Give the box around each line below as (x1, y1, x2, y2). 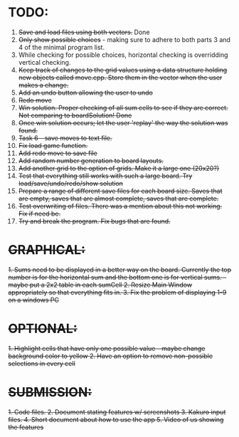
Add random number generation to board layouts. (18, 156, 164, 164)
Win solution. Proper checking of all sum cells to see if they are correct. (18, 103, 228, 112)
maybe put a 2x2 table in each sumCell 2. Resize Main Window (8, 280, 193, 289)
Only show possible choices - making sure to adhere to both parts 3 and (18, 35, 230, 43)
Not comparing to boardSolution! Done (18, 111, 132, 120)
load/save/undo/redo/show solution (18, 179, 124, 187)
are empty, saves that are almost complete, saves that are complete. (18, 194, 219, 203)
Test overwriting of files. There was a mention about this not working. (18, 201, 223, 210)
